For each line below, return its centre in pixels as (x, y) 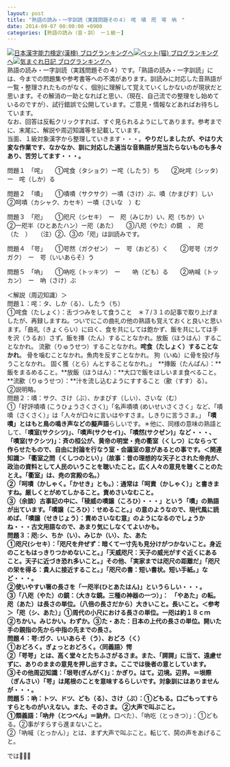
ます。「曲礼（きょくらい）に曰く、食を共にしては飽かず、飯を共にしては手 (113, 330)
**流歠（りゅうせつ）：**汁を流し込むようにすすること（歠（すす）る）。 (108, 381)
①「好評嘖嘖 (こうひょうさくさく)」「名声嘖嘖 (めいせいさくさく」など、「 (112, 407)
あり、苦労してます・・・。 (46, 156)
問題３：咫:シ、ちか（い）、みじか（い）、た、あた (77, 536)
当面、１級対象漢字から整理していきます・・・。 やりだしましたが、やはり (112, 139)
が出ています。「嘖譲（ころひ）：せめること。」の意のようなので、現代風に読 (113, 510)
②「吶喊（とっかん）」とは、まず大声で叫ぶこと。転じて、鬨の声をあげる (112, 733)
